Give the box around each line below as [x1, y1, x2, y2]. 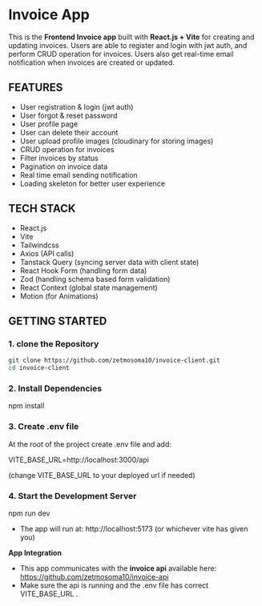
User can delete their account [19, 127, 119, 137]
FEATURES [8, 81, 63, 94]
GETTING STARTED [8, 314, 107, 327]
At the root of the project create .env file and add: [8, 439, 172, 449]
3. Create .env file [8, 421, 79, 432]
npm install [8, 401, 45, 411]
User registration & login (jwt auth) [19, 102, 134, 111]
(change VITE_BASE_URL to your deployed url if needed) [8, 470, 196, 480]
